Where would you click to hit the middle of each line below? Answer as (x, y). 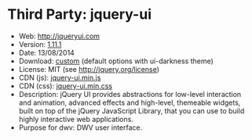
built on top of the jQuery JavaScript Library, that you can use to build (131, 110)
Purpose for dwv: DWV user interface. (80, 127)
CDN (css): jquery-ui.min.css (66, 86)
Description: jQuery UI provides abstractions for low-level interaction (130, 94)
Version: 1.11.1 (40, 44)
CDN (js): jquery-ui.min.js (60, 77)
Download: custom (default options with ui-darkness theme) (116, 61)
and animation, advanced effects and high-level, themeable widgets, (130, 102)
